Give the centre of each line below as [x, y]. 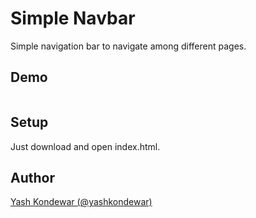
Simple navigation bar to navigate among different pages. [128, 46]
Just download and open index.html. [85, 146]
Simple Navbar [73, 18]
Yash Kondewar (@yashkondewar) [81, 202]
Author [32, 177]
